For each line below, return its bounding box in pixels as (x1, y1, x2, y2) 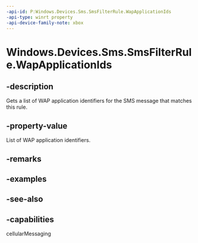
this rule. (6, 103, 28, 111)
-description (6, 81, 54, 91)
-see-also (6, 194, 43, 204)
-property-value (6, 121, 68, 131)
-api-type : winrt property (6, 14, 73, 20)
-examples (6, 173, 47, 184)
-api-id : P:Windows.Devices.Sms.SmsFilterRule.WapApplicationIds (6, 8, 171, 15)
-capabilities (6, 214, 55, 225)
